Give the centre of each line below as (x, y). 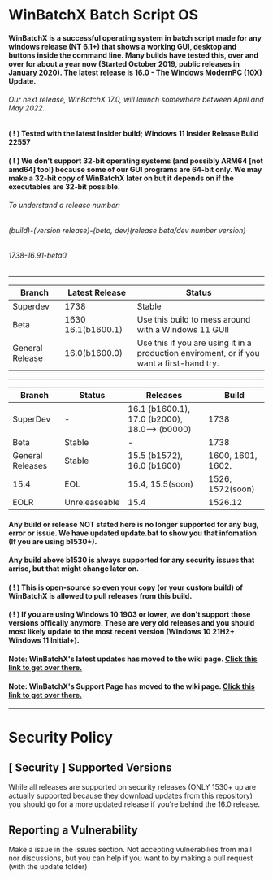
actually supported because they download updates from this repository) (131, 796)
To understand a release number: (64, 206)
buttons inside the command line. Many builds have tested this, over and (133, 55)
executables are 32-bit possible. (64, 186)
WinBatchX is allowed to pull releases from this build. (100, 595)
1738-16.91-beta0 (38, 255)
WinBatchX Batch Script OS (104, 15)
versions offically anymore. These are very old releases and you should (132, 623)
